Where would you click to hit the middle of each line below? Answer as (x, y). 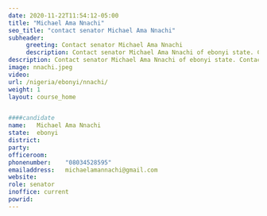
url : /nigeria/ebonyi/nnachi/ (58, 82)
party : (19, 148)
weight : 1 (25, 89)
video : (19, 75)
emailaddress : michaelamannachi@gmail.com (83, 170)
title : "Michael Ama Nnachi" (56, 23)
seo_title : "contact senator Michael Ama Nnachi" (92, 30)
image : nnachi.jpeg (41, 67)
